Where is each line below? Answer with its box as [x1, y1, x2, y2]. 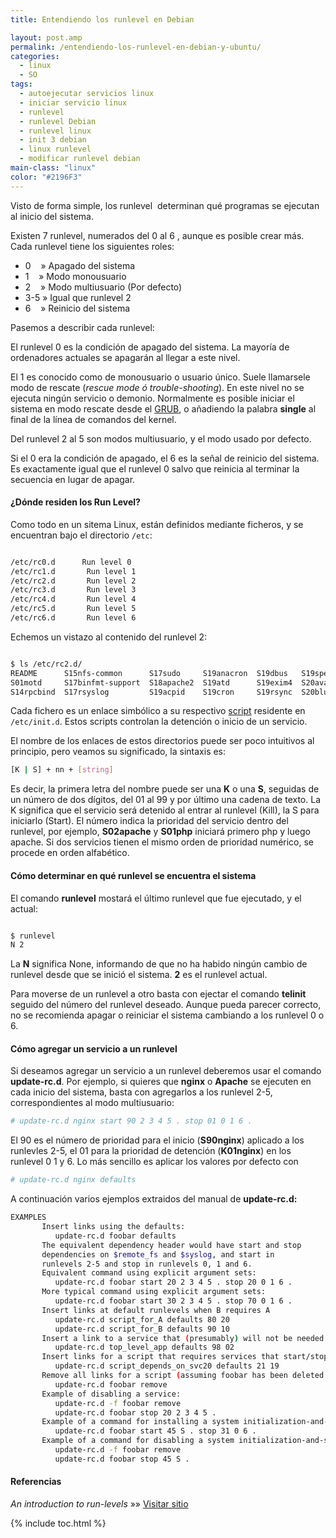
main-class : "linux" [10, 163, 97, 173]
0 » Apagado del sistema [24, 259, 136, 271]
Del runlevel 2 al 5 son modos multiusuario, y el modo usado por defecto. [10, 432, 312, 445]
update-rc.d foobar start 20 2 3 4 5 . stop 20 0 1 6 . [54, 1277, 293, 1288]
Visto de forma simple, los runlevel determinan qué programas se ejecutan [10, 199, 320, 211]
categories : [10, 51, 60, 61]
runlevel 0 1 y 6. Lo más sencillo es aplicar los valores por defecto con [10, 1156, 299, 1168]
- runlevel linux [19, 126, 92, 136]
